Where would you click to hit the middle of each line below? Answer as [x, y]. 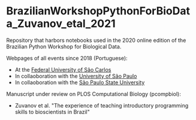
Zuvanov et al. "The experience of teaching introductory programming [102, 105]
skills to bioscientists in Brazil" [52, 112]
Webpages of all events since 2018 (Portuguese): [67, 58]
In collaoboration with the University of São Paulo [76, 76]
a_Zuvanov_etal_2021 [61, 24]
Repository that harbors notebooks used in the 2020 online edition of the [96, 40]
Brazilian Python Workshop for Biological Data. [64, 47]
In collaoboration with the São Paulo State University [80, 82]
